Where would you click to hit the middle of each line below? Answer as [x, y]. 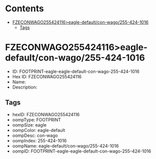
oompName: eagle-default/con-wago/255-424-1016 [65, 146]
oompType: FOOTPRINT [37, 120]
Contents [25, 9]
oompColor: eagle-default [39, 130]
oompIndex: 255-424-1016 [39, 140]
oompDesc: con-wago [35, 135]
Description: [25, 87]
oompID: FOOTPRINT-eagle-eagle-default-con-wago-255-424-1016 [82, 151]
